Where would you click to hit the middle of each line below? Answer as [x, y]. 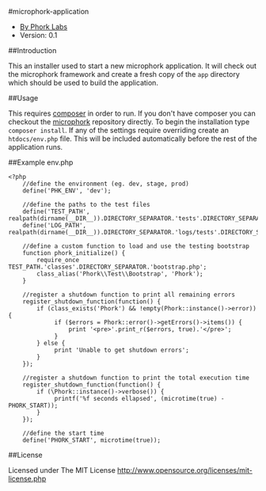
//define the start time [63, 433]
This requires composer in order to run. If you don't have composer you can [132, 113]
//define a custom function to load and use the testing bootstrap [136, 246]
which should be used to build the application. [83, 83]
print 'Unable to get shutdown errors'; [122, 350]
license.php [27, 479]
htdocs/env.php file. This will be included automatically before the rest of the [133, 139]
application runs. [36, 147]
